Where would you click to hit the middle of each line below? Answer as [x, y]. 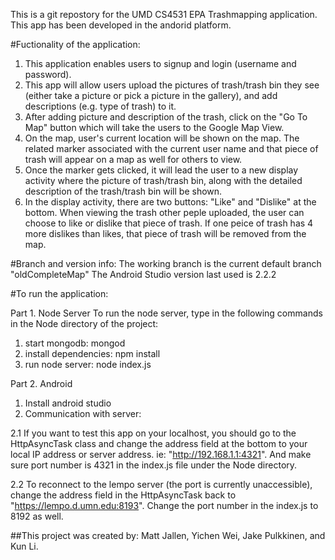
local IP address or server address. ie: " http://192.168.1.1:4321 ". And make [161, 454]
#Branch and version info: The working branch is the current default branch [166, 263]
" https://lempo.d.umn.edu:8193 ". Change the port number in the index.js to [164, 505]
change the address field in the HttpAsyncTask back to [123, 495]
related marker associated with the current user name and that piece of [171, 148]
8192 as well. [37, 516]
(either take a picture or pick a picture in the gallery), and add [151, 95]
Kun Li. [24, 546]
